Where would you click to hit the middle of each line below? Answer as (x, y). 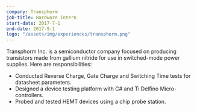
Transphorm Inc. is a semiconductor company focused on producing (91, 51)
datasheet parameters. (43, 83)
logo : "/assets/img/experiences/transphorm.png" (68, 34)
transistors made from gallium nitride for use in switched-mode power (93, 58)
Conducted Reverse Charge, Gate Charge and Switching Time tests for (103, 76)
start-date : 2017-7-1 (33, 23)
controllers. (29, 95)
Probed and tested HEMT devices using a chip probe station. (90, 102)
